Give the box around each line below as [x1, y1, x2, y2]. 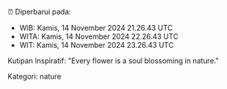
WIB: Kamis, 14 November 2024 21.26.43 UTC [19, 23, 173, 32]
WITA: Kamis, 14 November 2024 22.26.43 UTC [19, 32, 179, 41]
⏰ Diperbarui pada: [7, 7, 72, 16]
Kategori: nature [7, 72, 61, 81]
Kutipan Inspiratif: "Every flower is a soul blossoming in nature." [7, 56, 219, 66]
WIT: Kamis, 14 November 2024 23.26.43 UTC [19, 40, 174, 49]
